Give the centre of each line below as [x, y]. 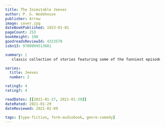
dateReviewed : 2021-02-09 [31, 108]
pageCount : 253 [21, 32]
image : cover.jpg [23, 23]
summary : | [16, 55]
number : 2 [19, 77]
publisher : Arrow [23, 19]
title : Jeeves [24, 73]
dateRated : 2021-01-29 [28, 104]
